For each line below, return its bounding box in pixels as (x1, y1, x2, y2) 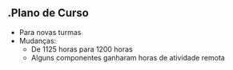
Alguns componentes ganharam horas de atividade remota (30, 52, 225, 62)
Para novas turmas (18, 27, 82, 37)
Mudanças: (18, 36, 57, 45)
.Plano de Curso (7, 6, 89, 20)
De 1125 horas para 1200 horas (30, 44, 133, 54)
